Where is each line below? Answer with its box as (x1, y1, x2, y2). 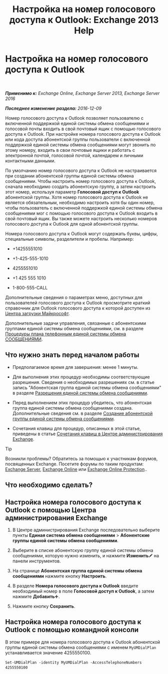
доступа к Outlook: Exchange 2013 (9, 14, 159, 26)
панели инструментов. (12, 558, 61, 564)
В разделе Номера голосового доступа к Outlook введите (12, 583, 138, 589)
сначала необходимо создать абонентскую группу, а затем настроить (5, 183, 156, 189)
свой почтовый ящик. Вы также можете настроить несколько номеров (5, 215, 157, 222)
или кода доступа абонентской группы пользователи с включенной (5, 136, 150, 142)
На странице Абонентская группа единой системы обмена (12, 567, 142, 573)
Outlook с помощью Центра (5, 506, 96, 514)
